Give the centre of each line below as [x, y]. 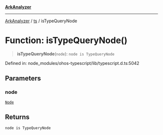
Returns [17, 117]
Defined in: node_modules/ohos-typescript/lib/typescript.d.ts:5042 [72, 63]
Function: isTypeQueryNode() [66, 40]
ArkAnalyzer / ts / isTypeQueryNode [41, 21]
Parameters [23, 79]
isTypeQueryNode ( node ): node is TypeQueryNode [66, 54]
